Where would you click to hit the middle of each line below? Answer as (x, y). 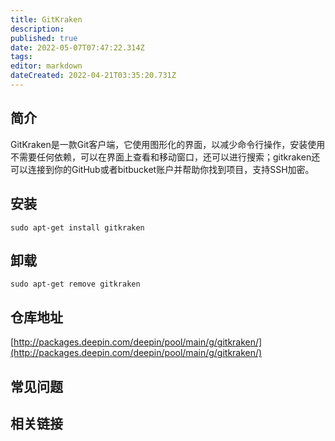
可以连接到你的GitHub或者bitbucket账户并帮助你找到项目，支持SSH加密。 (162, 169)
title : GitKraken (46, 19)
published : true (44, 38)
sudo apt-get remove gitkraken (75, 284)
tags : (21, 57)
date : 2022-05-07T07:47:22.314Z (77, 47)
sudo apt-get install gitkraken (77, 227)
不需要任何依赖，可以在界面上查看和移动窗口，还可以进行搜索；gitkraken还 (165, 157)
